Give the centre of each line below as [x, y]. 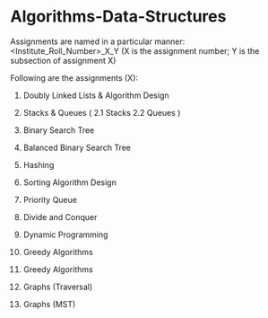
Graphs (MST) [49, 304]
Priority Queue [50, 199]
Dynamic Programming [65, 234]
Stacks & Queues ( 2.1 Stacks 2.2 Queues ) [102, 112]
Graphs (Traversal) [58, 287]
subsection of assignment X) [63, 60]
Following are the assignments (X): [74, 77]
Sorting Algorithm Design [70, 182]
